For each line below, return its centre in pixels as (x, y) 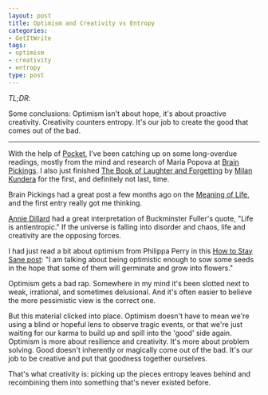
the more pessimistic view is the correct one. (82, 300)
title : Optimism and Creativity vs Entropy (82, 23)
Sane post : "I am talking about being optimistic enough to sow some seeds (131, 259)
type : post (26, 75)
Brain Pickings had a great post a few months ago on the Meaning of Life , (129, 194)
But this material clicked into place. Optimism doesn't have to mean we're (129, 316)
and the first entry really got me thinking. (75, 203)
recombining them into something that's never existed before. (110, 382)
